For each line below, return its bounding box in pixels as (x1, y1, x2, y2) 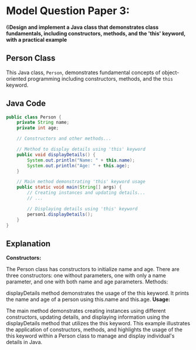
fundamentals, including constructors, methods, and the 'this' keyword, (6, 29, 186, 37)
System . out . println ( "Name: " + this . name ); (27, 157, 135, 163)
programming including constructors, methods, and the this (27, 75, 173, 82)
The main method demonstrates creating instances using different (6, 308, 166, 315)
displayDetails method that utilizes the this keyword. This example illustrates (6, 320, 191, 327)
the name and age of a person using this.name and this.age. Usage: (6, 296, 170, 303)
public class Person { (6, 114, 62, 120)
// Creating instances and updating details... (27, 190, 146, 196)
